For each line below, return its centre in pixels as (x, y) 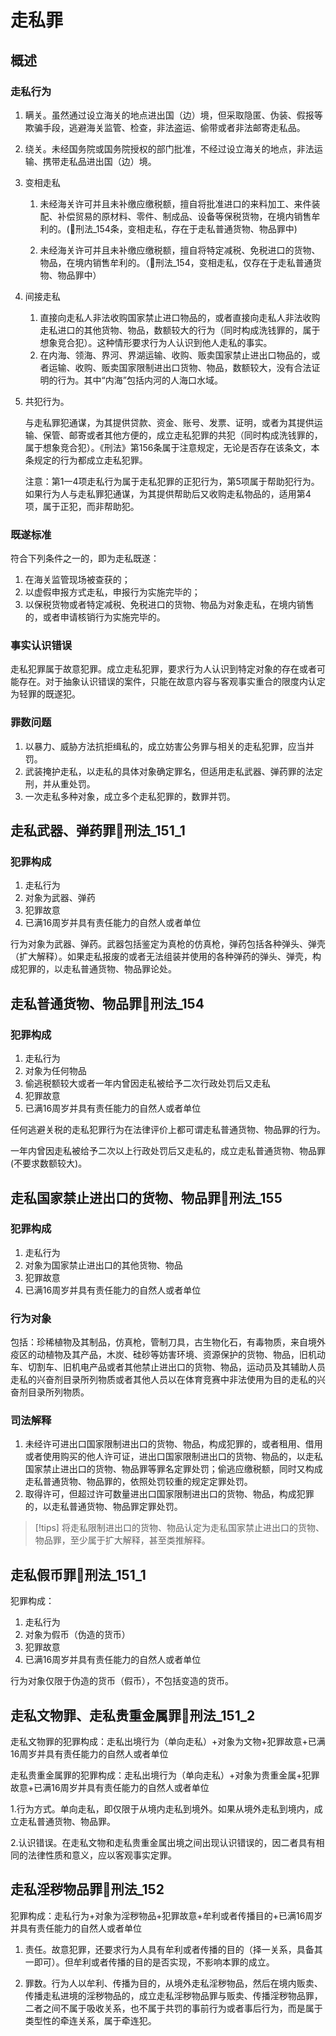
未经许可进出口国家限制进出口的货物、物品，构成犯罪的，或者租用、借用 (173, 1444)
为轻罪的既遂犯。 (45, 694)
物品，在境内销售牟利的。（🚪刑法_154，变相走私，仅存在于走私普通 (176, 262)
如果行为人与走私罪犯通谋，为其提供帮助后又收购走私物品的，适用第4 (168, 493)
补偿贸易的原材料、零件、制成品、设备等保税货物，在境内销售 (184, 216)
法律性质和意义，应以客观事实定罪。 (102, 1855)
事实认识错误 (41, 646)
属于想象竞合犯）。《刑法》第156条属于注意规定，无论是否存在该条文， (168, 447)
